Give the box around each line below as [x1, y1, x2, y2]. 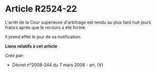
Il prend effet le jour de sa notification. [5, 34, 82, 40]
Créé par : [5, 52, 24, 58]
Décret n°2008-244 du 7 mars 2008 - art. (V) [12, 62, 103, 68]
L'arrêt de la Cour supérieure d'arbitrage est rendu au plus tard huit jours [5, 19, 151, 25]
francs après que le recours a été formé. [5, 24, 86, 30]
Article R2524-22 [5, 3, 77, 14]
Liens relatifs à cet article [5, 43, 58, 49]
